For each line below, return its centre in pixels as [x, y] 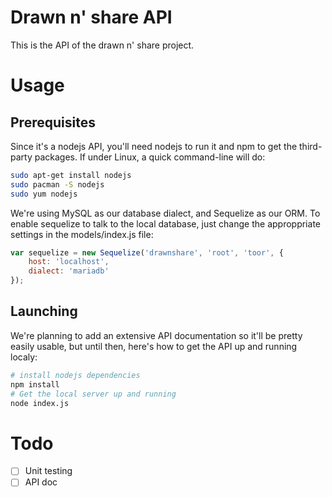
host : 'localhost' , [69, 262]
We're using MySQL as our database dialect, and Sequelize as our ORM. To [165, 213]
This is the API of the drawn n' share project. [102, 45]
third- [311, 146]
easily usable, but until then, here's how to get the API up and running [154, 346]
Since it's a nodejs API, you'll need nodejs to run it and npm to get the [154, 146]
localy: [24, 357]
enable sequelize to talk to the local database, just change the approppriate [165, 223]
